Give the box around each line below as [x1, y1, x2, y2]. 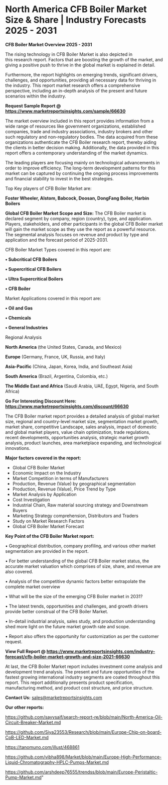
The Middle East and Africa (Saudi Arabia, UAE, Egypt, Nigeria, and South [5, 383, 159, 389]
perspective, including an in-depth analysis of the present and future [5, 87, 147, 93]
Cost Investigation [12, 497, 50, 503]
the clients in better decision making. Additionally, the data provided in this [5, 144, 159, 150]
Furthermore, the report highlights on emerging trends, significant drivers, [5, 71, 158, 77]
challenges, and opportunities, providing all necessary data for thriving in [5, 77, 156, 83]
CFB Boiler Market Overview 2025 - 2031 [5, 41, 92, 47]
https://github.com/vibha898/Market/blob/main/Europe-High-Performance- [5, 754, 162, 760]
